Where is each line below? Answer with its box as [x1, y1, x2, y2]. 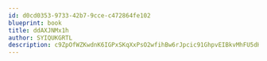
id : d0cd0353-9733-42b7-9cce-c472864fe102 [8, 11, 151, 20]
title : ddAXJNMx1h [8, 26, 69, 34]
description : [8, 41, 52, 49]
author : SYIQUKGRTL [8, 33, 73, 42]
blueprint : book [8, 19, 62, 27]
